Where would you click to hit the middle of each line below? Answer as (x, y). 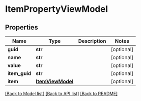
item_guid (19, 73)
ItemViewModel (55, 81)
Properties (22, 27)
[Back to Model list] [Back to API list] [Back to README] (61, 94)
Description (92, 41)
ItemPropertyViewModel (56, 9)
